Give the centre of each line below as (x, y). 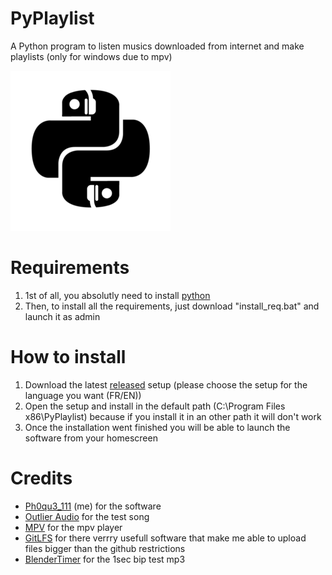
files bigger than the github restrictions (105, 548)
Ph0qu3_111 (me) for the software (93, 506)
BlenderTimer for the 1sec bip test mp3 (105, 559)
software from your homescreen (91, 438)
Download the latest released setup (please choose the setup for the (166, 384)
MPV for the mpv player (73, 527)
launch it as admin (62, 316)
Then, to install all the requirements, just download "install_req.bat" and (172, 306)
